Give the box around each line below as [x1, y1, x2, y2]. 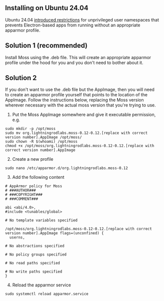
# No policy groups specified [5, 252, 67, 257]
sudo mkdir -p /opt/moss [5, 127, 56, 131]
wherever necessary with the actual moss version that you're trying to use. [5, 102, 156, 108]
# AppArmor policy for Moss [5, 184, 63, 189]
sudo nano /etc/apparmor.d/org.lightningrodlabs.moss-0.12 [5, 166, 128, 171]
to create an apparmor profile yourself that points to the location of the [5, 92, 148, 98]
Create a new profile [12, 156, 54, 162]
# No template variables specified [5, 218, 78, 223]
